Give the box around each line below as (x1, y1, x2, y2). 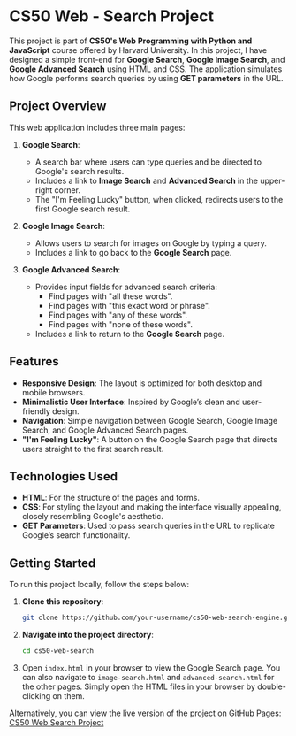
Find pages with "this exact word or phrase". (48, 300, 210, 310)
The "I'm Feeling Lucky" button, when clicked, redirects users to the (34, 194, 284, 204)
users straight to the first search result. (21, 443, 164, 454)
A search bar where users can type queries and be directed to (34, 157, 262, 167)
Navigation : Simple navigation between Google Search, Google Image (21, 415, 278, 425)
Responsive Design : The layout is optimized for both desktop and (21, 378, 262, 388)
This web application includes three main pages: (9, 122, 186, 133)
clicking (21, 690, 51, 701)
